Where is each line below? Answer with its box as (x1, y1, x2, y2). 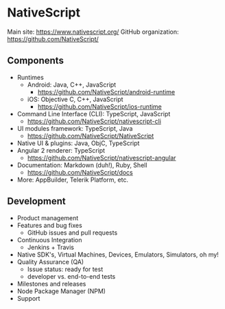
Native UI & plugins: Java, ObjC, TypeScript (16, 139, 140, 147)
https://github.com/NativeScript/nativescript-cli (27, 117, 161, 125)
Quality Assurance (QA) (16, 257, 84, 266)
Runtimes (16, 73, 45, 81)
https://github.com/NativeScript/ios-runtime (37, 102, 163, 111)
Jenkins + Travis (27, 243, 74, 251)
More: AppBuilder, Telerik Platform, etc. (16, 175, 129, 184)
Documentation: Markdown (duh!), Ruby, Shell (16, 160, 147, 169)
